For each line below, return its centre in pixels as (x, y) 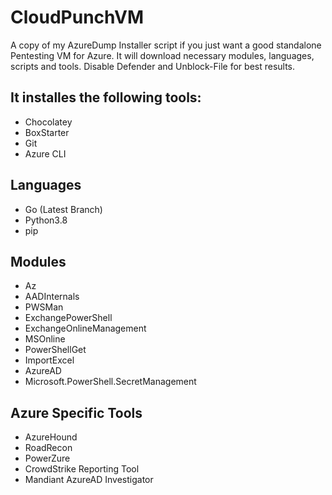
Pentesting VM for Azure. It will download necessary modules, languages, (162, 55)
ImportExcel (49, 360)
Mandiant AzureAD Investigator (89, 480)
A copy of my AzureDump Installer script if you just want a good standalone (166, 45)
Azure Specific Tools (76, 412)
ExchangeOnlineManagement (85, 328)
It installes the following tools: (106, 97)
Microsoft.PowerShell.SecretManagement (110, 382)
